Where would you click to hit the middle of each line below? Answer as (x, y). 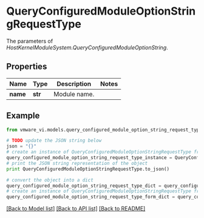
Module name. (74, 94)
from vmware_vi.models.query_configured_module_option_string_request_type (104, 130)
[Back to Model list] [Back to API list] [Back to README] (76, 209)
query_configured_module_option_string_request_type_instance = (89, 158)
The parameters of (30, 41)
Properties (27, 67)
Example (23, 116)
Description (74, 83)
